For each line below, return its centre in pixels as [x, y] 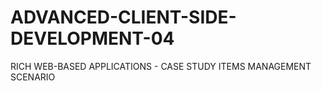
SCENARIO [33, 77]
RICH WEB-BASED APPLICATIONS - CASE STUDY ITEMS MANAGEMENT [161, 66]
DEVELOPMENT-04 [92, 38]
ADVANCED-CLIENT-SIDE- [123, 17]
